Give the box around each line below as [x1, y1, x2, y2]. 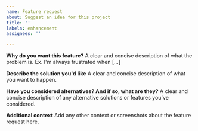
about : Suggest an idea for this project [6, 14, 111, 20]
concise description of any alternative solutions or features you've [6, 94, 169, 101]
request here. [6, 118, 39, 125]
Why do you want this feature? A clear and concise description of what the [6, 52, 193, 59]
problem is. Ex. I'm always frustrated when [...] [6, 59, 121, 66]
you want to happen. [6, 76, 57, 84]
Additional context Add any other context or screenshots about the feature [6, 112, 191, 119]
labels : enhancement [6, 25, 58, 31]
